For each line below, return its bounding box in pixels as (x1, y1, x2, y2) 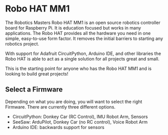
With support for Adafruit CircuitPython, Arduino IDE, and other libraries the (5, 50, 161, 56)
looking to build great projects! (5, 70, 69, 76)
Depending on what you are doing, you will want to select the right (5, 98, 142, 104)
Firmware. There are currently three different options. (5, 103, 116, 110)
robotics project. (5, 40, 39, 46)
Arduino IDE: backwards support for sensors (12, 124, 104, 130)
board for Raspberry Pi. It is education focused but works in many (5, 24, 141, 30)
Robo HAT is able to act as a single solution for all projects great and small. (5, 55, 159, 61)
